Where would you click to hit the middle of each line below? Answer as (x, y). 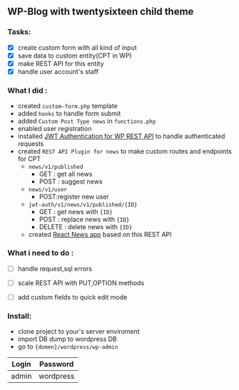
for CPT (29, 159)
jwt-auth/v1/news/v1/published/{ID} (83, 205)
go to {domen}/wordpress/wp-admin (68, 347)
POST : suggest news (71, 181)
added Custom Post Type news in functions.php (87, 121)
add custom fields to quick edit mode (72, 297)
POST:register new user (74, 197)
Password (56, 364)
